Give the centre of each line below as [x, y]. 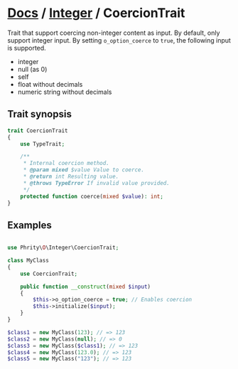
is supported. [27, 48]
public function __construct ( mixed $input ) [86, 287]
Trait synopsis [40, 114]
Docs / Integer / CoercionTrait [96, 13]
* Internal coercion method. [66, 164]
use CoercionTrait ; [49, 274]
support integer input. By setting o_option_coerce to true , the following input [119, 40]
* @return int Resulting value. [71, 176]
